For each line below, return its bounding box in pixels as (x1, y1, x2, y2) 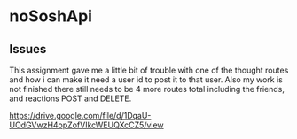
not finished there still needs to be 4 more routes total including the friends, (9, 84, 285, 94)
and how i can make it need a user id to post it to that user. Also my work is (9, 74, 284, 85)
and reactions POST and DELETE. (9, 93, 132, 104)
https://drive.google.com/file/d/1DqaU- (9, 111, 152, 120)
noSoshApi (9, 6, 93, 27)
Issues (9, 42, 47, 57)
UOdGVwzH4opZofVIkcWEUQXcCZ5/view (9, 120, 164, 130)
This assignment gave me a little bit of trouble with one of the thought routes (9, 65, 289, 75)
